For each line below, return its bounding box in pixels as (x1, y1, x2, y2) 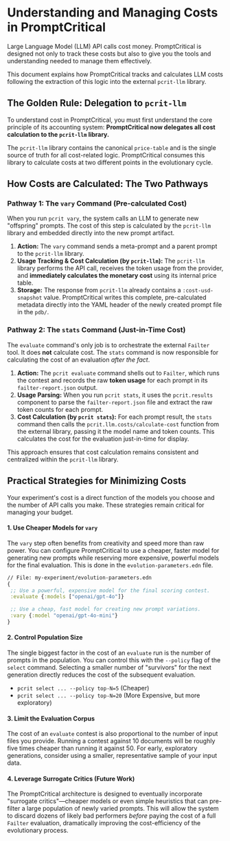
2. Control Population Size (7, 633, 83, 642)
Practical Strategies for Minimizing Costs (7, 475, 187, 487)
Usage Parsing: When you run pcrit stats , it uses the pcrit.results (16, 391, 214, 399)
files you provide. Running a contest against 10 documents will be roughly (7, 737, 216, 745)
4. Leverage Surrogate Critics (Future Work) (7, 774, 135, 783)
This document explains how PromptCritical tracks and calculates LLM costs (7, 70, 223, 78)
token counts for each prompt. (16, 405, 104, 413)
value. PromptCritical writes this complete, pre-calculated (43, 294, 207, 302)
